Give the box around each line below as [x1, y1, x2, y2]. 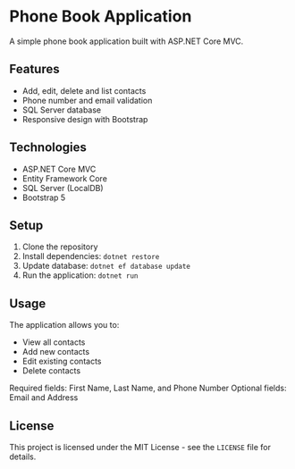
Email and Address [9, 392, 79, 403]
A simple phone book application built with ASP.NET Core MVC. [9, 36, 244, 46]
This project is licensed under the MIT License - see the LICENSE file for [9, 442, 271, 452]
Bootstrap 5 [21, 192, 66, 203]
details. [9, 451, 37, 462]
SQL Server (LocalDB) [21, 182, 105, 193]
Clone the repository [21, 241, 98, 252]
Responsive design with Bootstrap [21, 113, 148, 124]
